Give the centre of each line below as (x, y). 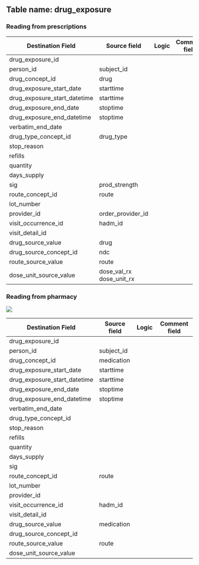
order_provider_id (123, 213)
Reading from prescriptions (46, 27)
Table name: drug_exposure (59, 10)
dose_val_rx (115, 271)
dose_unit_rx (117, 279)
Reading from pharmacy (42, 296)
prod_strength (118, 184)
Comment (174, 324)
